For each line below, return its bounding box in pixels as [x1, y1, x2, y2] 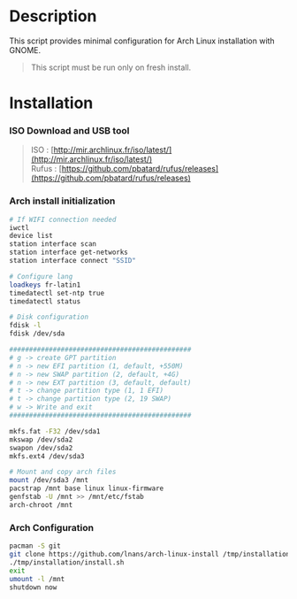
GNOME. [9, 44, 42, 55]
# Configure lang [9, 272, 73, 280]
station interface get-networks [9, 248, 128, 257]
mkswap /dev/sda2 [9, 435, 73, 444]
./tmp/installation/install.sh [9, 557, 125, 567]
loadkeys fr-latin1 [9, 280, 81, 289]
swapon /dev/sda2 [9, 443, 73, 452]
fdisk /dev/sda [9, 329, 65, 338]
